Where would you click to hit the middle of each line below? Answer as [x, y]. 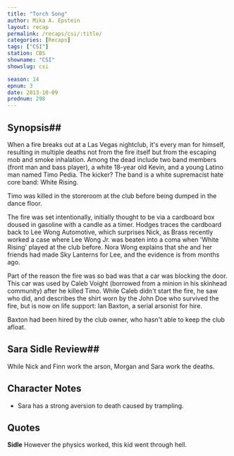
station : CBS [26, 54]
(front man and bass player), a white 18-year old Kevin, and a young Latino [116, 167]
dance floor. [25, 203]
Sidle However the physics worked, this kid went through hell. [97, 445]
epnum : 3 [20, 86]
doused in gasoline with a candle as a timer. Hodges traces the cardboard [115, 224]
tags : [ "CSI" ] [28, 47]
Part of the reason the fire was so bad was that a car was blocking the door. [117, 276]
